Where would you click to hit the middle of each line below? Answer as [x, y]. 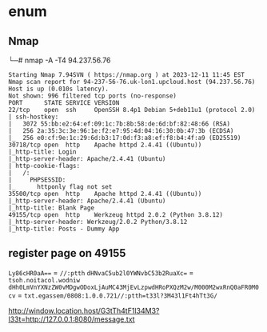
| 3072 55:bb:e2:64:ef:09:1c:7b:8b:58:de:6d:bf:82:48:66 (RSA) [119, 124]
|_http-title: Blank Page [51, 208]
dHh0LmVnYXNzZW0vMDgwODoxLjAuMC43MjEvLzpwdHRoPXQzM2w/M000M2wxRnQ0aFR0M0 [134, 287]
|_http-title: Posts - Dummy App [64, 229]
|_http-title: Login [43, 152]
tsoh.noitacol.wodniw [44, 280]
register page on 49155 [67, 253]
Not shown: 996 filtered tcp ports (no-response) [93, 96]
